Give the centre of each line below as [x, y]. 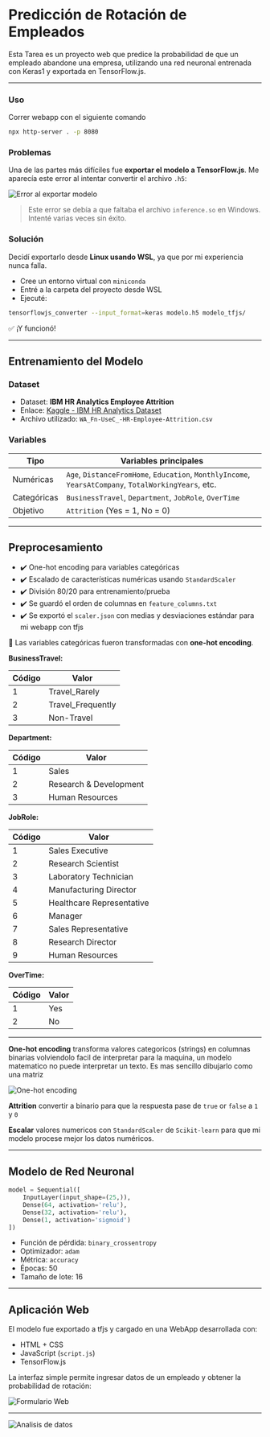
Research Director [83, 942]
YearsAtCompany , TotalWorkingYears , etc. [141, 484]
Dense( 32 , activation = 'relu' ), [75, 1213]
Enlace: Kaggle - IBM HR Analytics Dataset [91, 410]
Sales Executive [78, 850]
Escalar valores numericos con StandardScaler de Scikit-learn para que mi [135, 1130]
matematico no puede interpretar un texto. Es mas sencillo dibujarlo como [131, 1066]
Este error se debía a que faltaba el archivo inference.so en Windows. [144, 210]
